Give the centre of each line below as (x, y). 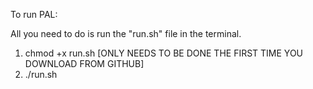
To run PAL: (34, 14)
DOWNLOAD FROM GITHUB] (84, 63)
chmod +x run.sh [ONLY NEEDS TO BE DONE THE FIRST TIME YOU (164, 53)
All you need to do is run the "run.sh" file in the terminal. (126, 33)
